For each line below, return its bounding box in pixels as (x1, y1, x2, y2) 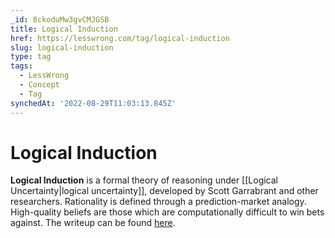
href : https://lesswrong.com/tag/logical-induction (10, 33, 230, 43)
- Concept (19, 80, 60, 90)
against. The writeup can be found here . (10, 217, 176, 229)
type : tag (10, 52, 52, 62)
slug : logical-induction (10, 42, 114, 53)
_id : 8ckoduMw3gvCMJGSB (10, 14, 110, 25)
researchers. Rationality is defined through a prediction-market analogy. (10, 196, 307, 208)
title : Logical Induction (10, 24, 118, 34)
